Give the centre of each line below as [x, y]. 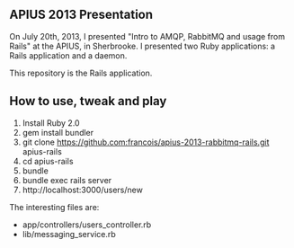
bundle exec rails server [67, 180]
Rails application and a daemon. [68, 55]
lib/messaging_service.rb [69, 234]
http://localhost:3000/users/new [83, 190]
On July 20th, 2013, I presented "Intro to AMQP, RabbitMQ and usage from [147, 36]
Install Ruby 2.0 [51, 123]
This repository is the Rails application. [81, 73]
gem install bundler [58, 132]
